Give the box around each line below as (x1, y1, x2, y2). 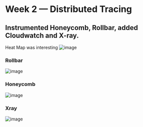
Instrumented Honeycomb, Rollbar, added (5, 23, 138, 32)
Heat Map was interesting (5, 44, 58, 50)
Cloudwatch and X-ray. (5, 31, 79, 39)
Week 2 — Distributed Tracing (5, 3, 132, 15)
